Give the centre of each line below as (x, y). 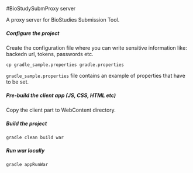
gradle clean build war (35, 137)
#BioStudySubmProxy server (41, 8)
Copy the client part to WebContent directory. (61, 110)
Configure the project (33, 33)
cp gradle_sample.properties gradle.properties (65, 65)
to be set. (18, 82)
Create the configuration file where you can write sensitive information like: (96, 48)
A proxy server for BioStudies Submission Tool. (63, 20)
